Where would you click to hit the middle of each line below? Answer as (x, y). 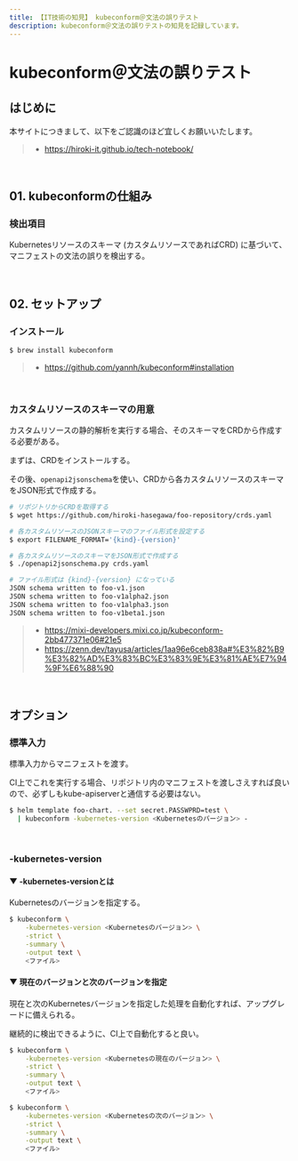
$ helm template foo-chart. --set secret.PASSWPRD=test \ (119, 811)
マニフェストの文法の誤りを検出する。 (79, 256)
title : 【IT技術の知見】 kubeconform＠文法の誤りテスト (104, 17)
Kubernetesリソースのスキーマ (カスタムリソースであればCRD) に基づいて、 (148, 244)
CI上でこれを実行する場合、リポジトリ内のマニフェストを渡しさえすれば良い (149, 782)
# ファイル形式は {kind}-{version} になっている (92, 580)
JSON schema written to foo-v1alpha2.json (89, 597)
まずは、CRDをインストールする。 (72, 460)
